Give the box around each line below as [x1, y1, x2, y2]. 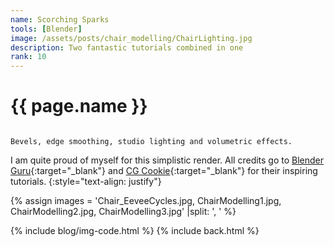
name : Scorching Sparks [10, 14, 110, 25]
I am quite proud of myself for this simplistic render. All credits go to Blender [10, 154, 325, 166]
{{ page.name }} [10, 95, 148, 118]
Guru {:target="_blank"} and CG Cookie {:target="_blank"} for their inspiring [10, 165, 318, 177]
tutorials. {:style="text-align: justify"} [10, 176, 162, 188]
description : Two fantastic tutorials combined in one [10, 42, 244, 53]
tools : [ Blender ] [10, 24, 83, 34]
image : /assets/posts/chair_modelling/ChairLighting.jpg [10, 33, 253, 43]
